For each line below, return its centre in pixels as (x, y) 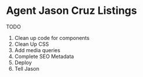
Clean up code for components (52, 38)
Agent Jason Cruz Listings (71, 11)
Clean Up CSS (32, 44)
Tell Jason (27, 68)
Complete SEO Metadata (44, 56)
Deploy (23, 63)
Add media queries (37, 50)
